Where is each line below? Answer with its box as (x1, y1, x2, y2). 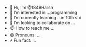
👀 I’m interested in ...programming (9, 10, 77, 15)
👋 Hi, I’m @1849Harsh (9, 5, 53, 10)
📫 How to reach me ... (9, 25, 55, 31)
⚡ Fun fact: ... (9, 37, 36, 43)
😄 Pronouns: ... (9, 32, 41, 38)
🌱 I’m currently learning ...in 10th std (9, 15, 82, 20)
